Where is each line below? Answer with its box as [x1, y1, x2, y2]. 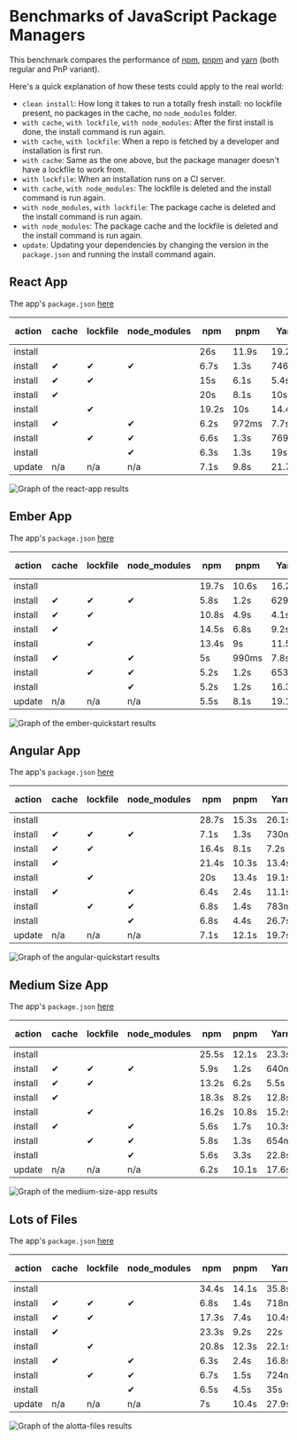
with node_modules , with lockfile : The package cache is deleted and [21, 201, 276, 212]
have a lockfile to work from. [21, 164, 126, 175]
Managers [9, 25, 86, 45]
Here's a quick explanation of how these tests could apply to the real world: [9, 81, 285, 91]
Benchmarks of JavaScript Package [9, 6, 278, 27]
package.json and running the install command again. [21, 248, 217, 259]
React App [9, 275, 68, 290]
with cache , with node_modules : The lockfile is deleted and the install [21, 183, 272, 193]
